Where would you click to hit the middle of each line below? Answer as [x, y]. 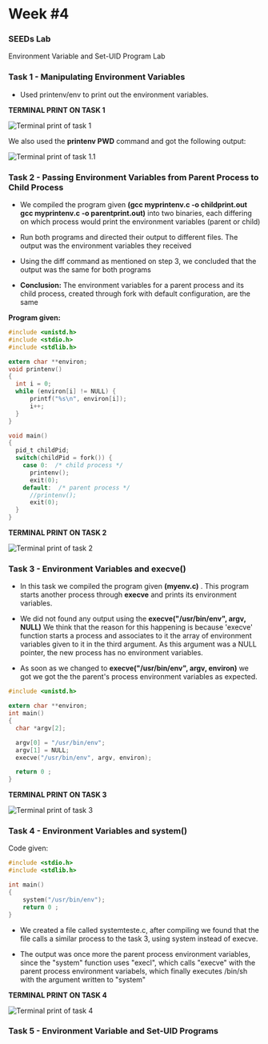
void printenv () [35, 369]
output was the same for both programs [86, 270]
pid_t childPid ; [42, 450]
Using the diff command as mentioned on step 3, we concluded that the [138, 262]
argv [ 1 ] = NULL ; [42, 750]
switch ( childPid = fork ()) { [64, 458]
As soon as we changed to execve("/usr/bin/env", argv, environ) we [134, 668]
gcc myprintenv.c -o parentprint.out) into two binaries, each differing [136, 214]
